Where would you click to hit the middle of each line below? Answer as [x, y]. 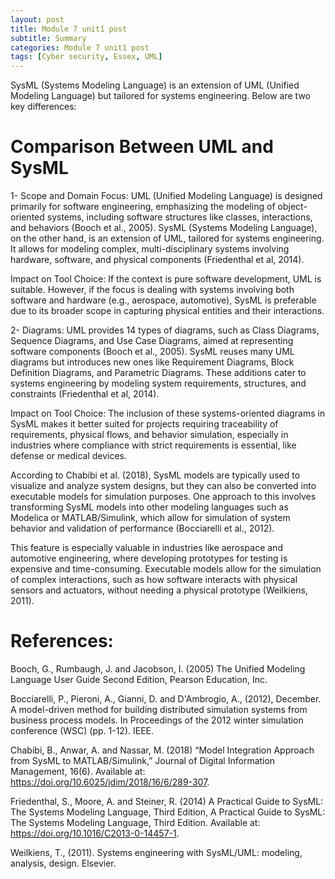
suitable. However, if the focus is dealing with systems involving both [152, 290]
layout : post [37, 19]
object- [292, 207]
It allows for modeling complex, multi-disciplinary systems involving [150, 249]
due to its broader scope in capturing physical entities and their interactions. [167, 311]
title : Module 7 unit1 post [69, 29]
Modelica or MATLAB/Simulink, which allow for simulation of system [150, 518]
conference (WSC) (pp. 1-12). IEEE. [82, 730]
